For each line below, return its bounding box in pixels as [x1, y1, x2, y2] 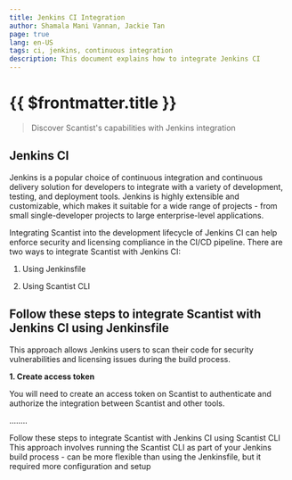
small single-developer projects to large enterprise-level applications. [9, 210, 264, 220]
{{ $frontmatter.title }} [9, 93, 177, 113]
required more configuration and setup [9, 460, 151, 471]
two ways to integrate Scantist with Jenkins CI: [9, 246, 181, 257]
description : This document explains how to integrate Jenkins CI [9, 54, 261, 63]
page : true [9, 29, 50, 38]
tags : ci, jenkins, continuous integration [9, 46, 174, 55]
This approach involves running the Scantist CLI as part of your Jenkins [9, 442, 272, 452]
